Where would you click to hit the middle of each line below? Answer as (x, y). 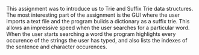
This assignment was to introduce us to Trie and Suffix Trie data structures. (100, 9)
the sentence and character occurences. (57, 47)
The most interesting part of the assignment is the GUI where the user (93, 15)
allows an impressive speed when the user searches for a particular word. (98, 27)
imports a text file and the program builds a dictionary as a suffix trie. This (98, 21)
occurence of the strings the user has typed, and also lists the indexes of (97, 40)
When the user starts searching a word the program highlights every (91, 34)
